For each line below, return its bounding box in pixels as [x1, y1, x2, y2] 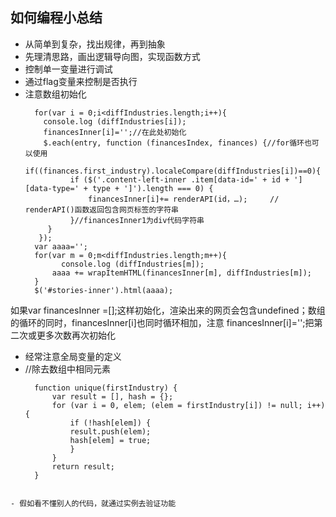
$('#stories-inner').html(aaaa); [34, 285, 174, 295]
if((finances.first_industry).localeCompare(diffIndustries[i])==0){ [24, 166, 322, 176]
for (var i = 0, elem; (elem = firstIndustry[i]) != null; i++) [51, 400, 326, 410]
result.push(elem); [69, 426, 152, 437]
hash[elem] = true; [69, 435, 152, 445]
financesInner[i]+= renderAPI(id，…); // [88, 194, 280, 204]
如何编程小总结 [10, 9, 103, 27]
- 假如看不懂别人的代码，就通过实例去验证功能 [10, 498, 177, 508]
